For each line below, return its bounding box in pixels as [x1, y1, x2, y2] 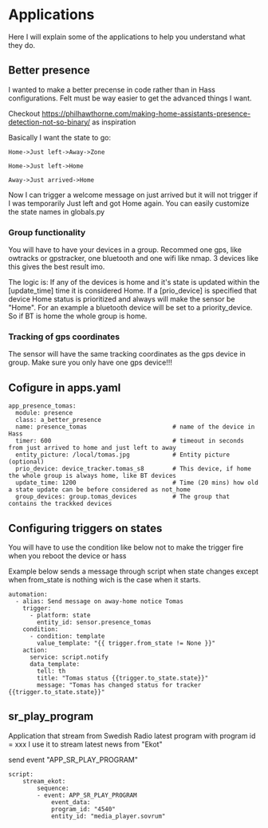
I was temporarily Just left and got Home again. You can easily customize [8, 198, 250, 208]
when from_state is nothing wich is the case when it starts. [8, 574, 201, 584]
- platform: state [29, 611, 91, 619]
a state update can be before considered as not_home [8, 486, 191, 494]
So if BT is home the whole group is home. [8, 311, 148, 321]
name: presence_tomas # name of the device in [15, 423, 255, 432]
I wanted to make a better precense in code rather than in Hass [8, 85, 215, 94]
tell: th [37, 667, 66, 675]
